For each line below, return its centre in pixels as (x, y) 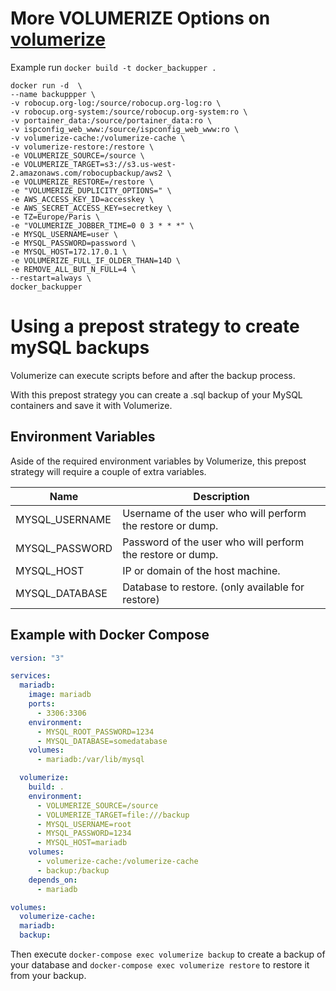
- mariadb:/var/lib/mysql (90, 760)
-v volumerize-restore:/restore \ (82, 147)
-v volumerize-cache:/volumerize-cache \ (98, 138)
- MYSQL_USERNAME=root (84, 824)
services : (31, 676)
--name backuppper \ (53, 94)
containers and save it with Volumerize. (91, 405)
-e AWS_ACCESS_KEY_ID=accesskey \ (82, 199)
